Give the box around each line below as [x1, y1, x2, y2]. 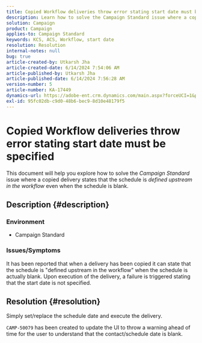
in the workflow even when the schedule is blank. [6, 182, 129, 189]
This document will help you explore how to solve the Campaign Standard [6, 169, 190, 177]
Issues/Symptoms [6, 246, 61, 255]
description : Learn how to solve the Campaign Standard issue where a [6, 14, 187, 20]
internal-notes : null [6, 48, 61, 54]
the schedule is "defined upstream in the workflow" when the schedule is [6, 266, 188, 273]
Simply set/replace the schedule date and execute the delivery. [6, 312, 162, 320]
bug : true [6, 53, 31, 59]
